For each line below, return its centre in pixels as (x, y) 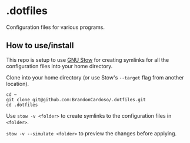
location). (18, 84)
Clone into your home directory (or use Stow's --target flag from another (95, 77)
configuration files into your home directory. (59, 66)
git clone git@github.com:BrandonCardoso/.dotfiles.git (76, 99)
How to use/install (40, 46)
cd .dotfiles (22, 105)
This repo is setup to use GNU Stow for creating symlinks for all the (88, 59)
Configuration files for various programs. (55, 27)
